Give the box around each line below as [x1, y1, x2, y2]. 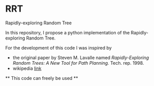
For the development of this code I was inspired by [5, 45, 112, 51]
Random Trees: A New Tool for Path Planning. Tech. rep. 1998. [12, 60, 144, 66]
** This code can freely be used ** [5, 75, 79, 81]
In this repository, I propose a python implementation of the [5, 29, 130, 35]
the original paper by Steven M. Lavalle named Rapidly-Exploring [12, 54, 149, 61]
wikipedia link [12, 65, 42, 71]
